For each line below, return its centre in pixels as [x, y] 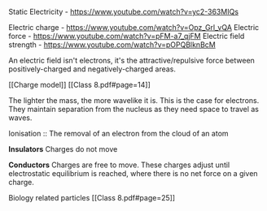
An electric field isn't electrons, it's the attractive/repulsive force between [131, 60]
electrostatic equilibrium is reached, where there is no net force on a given [133, 173]
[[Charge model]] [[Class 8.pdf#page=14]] [79, 85]
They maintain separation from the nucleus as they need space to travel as [133, 109]
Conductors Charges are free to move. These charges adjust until [119, 165]
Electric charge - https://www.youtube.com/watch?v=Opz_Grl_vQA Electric [134, 27]
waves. [20, 118]
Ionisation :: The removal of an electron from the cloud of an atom [119, 133]
